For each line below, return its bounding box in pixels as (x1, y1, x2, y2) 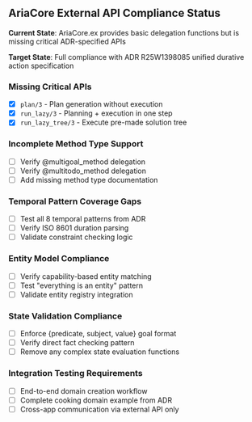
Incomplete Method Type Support (8, 138, 144, 150)
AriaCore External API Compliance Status (8, 6, 220, 20)
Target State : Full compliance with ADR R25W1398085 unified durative (8, 52, 245, 61)
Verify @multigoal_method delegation (19, 157, 146, 167)
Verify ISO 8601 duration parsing (19, 223, 129, 233)
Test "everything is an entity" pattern (19, 281, 144, 290)
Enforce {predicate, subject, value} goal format (19, 329, 177, 339)
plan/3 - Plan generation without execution (19, 99, 163, 109)
